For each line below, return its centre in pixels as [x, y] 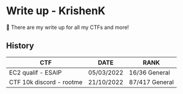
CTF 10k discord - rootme [46, 82]
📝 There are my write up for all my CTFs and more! [68, 27]
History [20, 46]
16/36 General [149, 72]
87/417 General [151, 82]
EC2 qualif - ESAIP [35, 72]
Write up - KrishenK [56, 11]
